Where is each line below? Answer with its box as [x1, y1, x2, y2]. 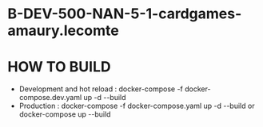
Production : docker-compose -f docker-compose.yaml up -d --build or [18, 101, 255, 111]
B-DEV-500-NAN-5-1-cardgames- [7, 5, 242, 23]
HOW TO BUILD [7, 58, 111, 76]
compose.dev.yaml [18, 93, 82, 102]
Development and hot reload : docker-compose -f [18, 84, 183, 94]
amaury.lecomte [7, 21, 119, 40]
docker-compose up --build [18, 110, 111, 119]
